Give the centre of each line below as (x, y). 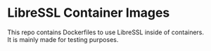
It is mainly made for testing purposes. (63, 39)
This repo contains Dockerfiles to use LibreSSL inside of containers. (106, 32)
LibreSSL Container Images (89, 13)
